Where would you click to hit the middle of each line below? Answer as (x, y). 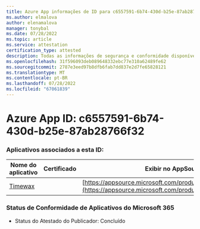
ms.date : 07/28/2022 (32, 34)
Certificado (60, 169)
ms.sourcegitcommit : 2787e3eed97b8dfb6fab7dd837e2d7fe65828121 (86, 67)
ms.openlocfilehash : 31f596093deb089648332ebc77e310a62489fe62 (86, 61)
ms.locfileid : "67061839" (38, 89)
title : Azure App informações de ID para (58, 12)
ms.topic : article (29, 39)
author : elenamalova (32, 23)
